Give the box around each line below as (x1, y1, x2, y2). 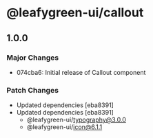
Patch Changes (6, 85, 59, 95)
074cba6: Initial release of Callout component (16, 68, 146, 76)
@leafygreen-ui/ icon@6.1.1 (26, 123, 103, 131)
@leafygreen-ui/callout (6, 5, 144, 21)
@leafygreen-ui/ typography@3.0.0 (26, 115, 127, 124)
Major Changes (6, 53, 59, 62)
